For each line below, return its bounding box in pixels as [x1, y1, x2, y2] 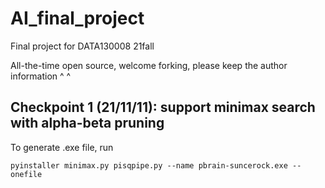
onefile [10, 169, 43, 179]
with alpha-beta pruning [10, 115, 165, 132]
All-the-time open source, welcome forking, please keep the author [10, 59, 288, 71]
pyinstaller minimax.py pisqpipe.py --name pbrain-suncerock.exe [10, 160, 288, 171]
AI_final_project [10, 7, 145, 30]
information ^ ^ [10, 70, 72, 82]
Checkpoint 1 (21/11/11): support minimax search [10, 99, 316, 116]
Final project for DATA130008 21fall [10, 40, 155, 52]
